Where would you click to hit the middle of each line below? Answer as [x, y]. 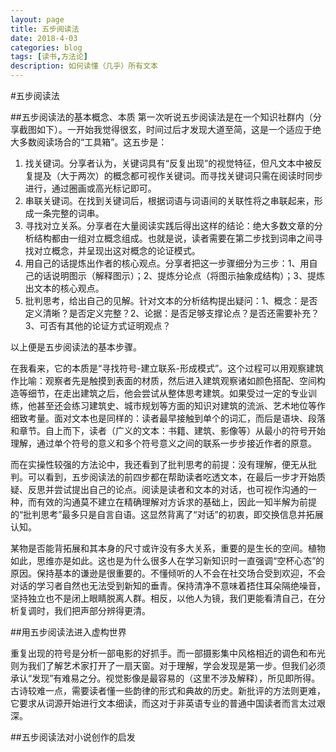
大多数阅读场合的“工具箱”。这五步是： [89, 142]
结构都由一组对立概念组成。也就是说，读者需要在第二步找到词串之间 [174, 238]
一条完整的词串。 [69, 213]
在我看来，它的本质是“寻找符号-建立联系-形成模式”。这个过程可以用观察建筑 [167, 368]
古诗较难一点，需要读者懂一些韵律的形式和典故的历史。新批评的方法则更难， [168, 690]
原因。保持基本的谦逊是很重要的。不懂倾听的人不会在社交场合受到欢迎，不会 [168, 573]
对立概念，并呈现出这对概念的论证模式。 [117, 250]
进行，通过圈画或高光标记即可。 [90, 188]
